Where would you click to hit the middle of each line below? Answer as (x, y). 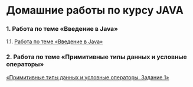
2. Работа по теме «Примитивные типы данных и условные (97, 57)
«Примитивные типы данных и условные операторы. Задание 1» (88, 77)
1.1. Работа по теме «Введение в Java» (55, 41)
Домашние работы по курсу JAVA (95, 10)
